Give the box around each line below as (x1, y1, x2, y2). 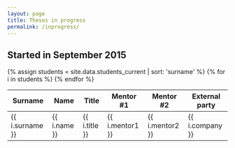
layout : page (7, 10, 45, 17)
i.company (187, 121, 222, 131)
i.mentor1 (107, 121, 139, 131)
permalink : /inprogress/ (7, 23, 80, 30)
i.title (83, 121, 99, 131)
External (192, 91, 221, 101)
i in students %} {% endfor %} (7, 75, 94, 84)
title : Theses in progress (7, 17, 86, 24)
